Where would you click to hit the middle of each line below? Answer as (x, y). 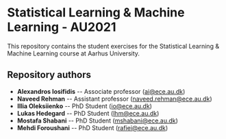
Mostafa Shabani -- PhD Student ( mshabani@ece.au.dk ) (97, 121)
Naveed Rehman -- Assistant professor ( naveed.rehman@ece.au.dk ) (114, 99)
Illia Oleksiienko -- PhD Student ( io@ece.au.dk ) (85, 106)
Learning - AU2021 (62, 27)
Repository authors (49, 75)
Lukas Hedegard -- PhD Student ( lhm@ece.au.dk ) (88, 113)
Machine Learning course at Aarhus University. (74, 53)
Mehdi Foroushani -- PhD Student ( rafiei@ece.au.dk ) (92, 127)
